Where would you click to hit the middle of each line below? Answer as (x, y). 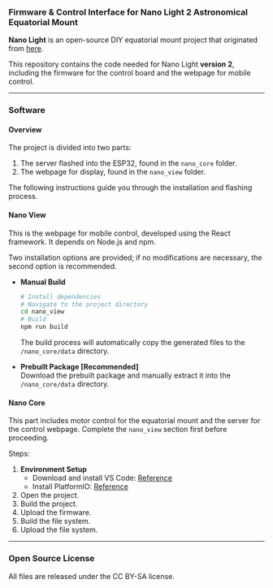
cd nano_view (42, 312)
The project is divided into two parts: (70, 148)
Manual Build (43, 282)
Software (27, 110)
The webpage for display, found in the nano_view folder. (113, 172)
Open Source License (52, 559)
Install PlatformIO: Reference (80, 486)
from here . (26, 49)
